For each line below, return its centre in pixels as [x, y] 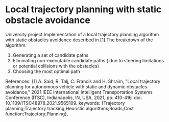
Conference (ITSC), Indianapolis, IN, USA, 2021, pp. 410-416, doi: [74, 97]
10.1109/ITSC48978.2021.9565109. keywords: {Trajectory [65, 103]
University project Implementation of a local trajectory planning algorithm [82, 34]
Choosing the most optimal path [46, 71]
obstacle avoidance [48, 20]
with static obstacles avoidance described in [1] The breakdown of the [79, 40]
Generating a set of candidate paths [51, 55]
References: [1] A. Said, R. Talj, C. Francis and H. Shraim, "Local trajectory [83, 81]
